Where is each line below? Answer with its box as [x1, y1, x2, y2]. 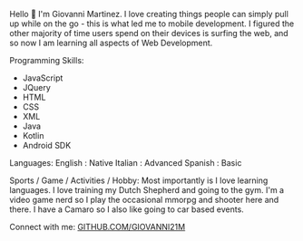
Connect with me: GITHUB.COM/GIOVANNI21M [9, 222, 186, 232]
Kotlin [22, 130, 44, 140]
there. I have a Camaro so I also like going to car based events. [9, 204, 245, 215]
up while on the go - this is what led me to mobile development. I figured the [9, 18, 295, 29]
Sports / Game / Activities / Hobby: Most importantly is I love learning [9, 175, 269, 186]
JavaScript [22, 72, 64, 83]
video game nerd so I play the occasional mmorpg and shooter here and [9, 195, 279, 205]
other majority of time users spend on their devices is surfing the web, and [9, 28, 288, 38]
